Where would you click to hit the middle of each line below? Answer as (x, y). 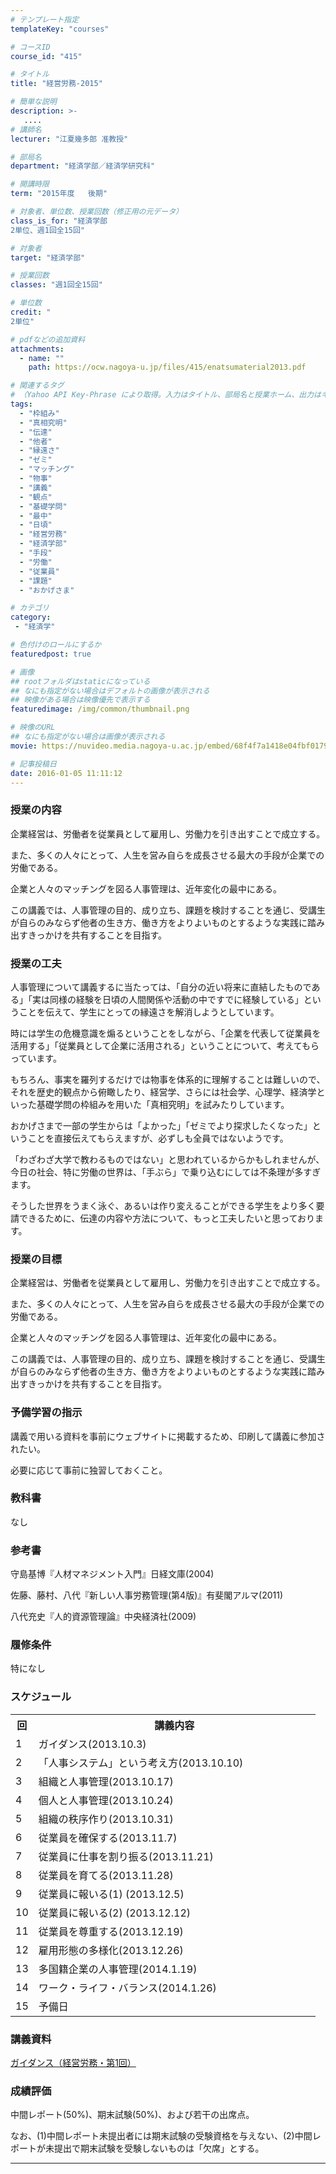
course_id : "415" (46, 56)
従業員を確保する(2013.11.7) (108, 1838)
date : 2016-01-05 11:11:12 (66, 773)
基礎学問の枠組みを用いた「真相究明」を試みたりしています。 (163, 1104)
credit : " (31, 312)
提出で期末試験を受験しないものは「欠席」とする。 (159, 2148)
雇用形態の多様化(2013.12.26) (111, 1950)
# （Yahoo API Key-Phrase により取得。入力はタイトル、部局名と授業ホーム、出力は (166, 395)
